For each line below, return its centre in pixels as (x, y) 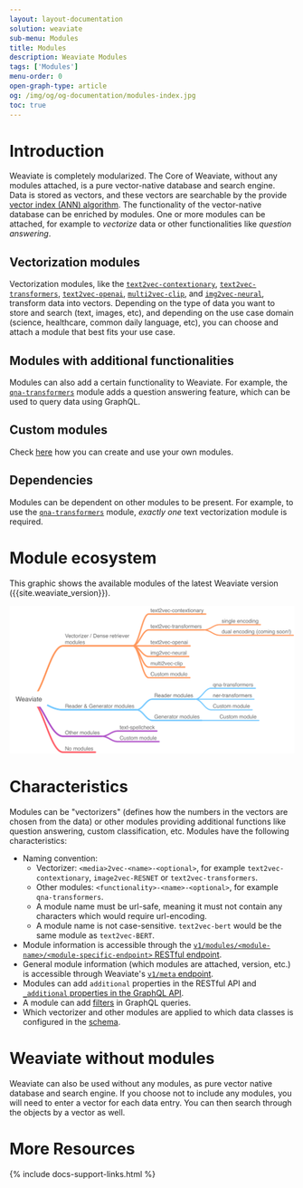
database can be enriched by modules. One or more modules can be (137, 215)
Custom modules (59, 430)
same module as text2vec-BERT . (95, 935)
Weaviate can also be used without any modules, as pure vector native (141, 1083)
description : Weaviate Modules (68, 57)
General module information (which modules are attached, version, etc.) (156, 963)
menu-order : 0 (36, 77)
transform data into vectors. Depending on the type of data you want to (142, 303)
